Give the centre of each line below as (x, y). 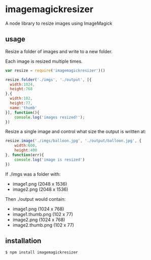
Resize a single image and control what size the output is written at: (76, 132)
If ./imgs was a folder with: (33, 174)
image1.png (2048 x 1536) (40, 184)
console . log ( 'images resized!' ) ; (50, 117)
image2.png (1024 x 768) (39, 220)
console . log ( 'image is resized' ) (50, 160)
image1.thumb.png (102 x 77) (43, 214)
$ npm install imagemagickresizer (42, 252)
